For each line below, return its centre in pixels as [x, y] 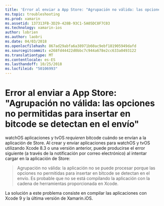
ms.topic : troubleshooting [32, 14]
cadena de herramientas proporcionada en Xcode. [68, 183]
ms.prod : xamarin [23, 19]
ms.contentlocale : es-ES [30, 60]
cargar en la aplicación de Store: [38, 158]
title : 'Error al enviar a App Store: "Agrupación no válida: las [74, 10]
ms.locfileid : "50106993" [31, 69]
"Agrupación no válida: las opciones [80, 103]
